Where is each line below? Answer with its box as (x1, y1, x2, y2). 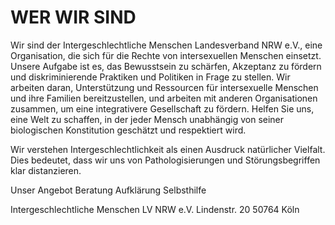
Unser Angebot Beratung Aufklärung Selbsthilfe (10, 184, 207, 196)
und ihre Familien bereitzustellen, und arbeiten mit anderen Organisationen (10, 92, 318, 104)
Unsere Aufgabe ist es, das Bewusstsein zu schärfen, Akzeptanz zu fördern (10, 60, 322, 72)
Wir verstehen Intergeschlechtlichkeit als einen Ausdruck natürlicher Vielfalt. (10, 143, 326, 155)
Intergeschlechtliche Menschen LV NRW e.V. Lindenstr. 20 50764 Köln (10, 203, 300, 215)
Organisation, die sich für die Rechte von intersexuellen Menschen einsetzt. (10, 49, 322, 61)
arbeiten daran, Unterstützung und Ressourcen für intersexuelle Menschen (10, 81, 319, 93)
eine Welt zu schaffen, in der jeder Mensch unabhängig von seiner (10, 113, 285, 125)
